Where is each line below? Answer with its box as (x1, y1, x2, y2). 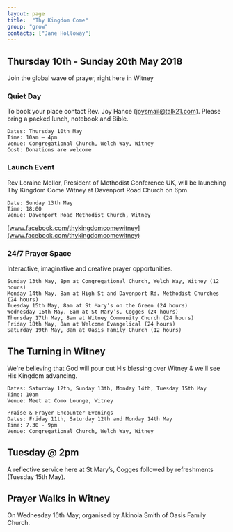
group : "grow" (7, 23, 49, 30)
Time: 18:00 (7, 205, 42, 213)
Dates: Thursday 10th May (7, 128, 82, 135)
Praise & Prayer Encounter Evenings (7, 409, 113, 416)
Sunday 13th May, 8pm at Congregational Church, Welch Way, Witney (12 (7, 278, 219, 284)
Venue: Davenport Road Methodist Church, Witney (7, 211, 151, 218)
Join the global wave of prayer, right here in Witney (7, 74, 154, 82)
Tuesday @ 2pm (7, 447, 79, 459)
